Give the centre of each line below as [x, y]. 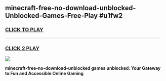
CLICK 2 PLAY [22, 48]
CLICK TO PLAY [24, 30]
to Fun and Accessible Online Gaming [44, 73]
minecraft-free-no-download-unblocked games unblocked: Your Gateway [83, 68]
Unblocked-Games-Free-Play [51, 16]
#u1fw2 [111, 16]
